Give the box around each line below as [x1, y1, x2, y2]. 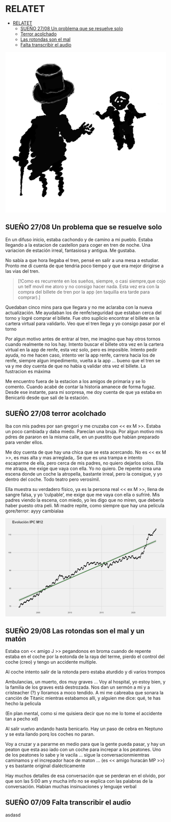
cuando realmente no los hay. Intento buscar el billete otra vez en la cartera [5, 341, 164, 347]
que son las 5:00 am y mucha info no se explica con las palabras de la [5, 778, 153, 784]
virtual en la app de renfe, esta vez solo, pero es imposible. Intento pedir [5, 346, 157, 353]
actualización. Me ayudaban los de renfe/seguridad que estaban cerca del [5, 310, 162, 316]
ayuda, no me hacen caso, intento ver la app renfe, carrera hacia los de [5, 352, 156, 358]
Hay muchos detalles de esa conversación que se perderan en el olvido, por [5, 772, 166, 779]
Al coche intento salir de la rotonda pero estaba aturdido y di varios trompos [5, 669, 165, 675]
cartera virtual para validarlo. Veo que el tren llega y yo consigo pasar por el [5, 320, 165, 326]
